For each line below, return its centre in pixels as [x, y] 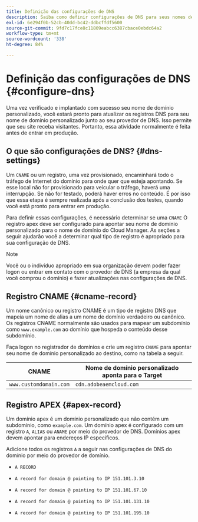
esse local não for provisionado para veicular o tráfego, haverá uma [88, 187]
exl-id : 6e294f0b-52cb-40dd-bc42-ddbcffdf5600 [64, 22]
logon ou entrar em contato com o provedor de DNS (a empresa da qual [93, 271]
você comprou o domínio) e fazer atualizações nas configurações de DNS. [97, 278]
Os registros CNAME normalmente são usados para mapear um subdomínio [98, 323]
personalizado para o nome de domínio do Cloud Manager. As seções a [93, 230]
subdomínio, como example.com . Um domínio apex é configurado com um [95, 425]
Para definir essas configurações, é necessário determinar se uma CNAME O [97, 217]
